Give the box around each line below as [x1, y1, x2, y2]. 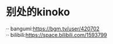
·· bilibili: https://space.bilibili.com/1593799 [6, 31, 107, 38]
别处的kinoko [6, 5, 70, 19]
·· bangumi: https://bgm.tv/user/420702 [6, 25, 100, 32]
